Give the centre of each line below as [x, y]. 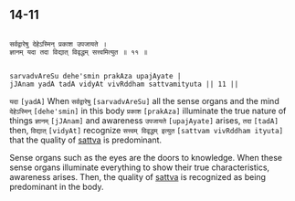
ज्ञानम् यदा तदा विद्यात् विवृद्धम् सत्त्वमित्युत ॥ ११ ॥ [79, 52]
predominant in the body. [57, 186]
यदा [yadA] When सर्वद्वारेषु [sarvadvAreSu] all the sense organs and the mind [145, 100]
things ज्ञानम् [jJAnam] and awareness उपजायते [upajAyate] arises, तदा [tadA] [144, 120]
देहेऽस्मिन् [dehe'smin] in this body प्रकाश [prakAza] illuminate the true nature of [148, 111]
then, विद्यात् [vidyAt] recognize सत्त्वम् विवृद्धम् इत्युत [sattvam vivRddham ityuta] [147, 130]
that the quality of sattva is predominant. [86, 140]
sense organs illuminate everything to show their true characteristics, [140, 167]
